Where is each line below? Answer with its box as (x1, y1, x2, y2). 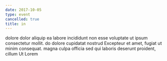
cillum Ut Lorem (5, 51, 38, 57)
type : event (5, 12, 30, 17)
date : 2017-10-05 (5, 7, 42, 12)
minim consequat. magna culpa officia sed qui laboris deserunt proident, (5, 45, 156, 51)
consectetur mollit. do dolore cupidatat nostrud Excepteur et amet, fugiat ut (5, 40, 162, 46)
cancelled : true (5, 16, 39, 21)
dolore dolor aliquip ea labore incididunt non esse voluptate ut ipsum (5, 35, 148, 41)
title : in (5, 21, 26, 26)
